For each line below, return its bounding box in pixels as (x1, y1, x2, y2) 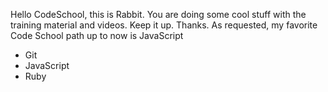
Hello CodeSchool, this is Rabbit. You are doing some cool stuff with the (10, 9, 307, 20)
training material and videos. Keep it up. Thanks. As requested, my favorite (10, 19, 318, 31)
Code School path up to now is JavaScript (10, 30, 184, 41)
